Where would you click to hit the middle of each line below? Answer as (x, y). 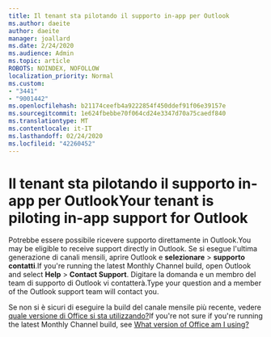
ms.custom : (27, 83)
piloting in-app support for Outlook (128, 218)
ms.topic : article (39, 61)
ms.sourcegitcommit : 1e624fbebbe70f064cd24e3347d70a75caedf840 (117, 114)
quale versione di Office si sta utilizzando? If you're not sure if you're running (135, 316)
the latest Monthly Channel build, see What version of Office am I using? (129, 325)
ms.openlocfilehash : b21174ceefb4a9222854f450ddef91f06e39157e (117, 106)
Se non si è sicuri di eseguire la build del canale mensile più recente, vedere (135, 307)
